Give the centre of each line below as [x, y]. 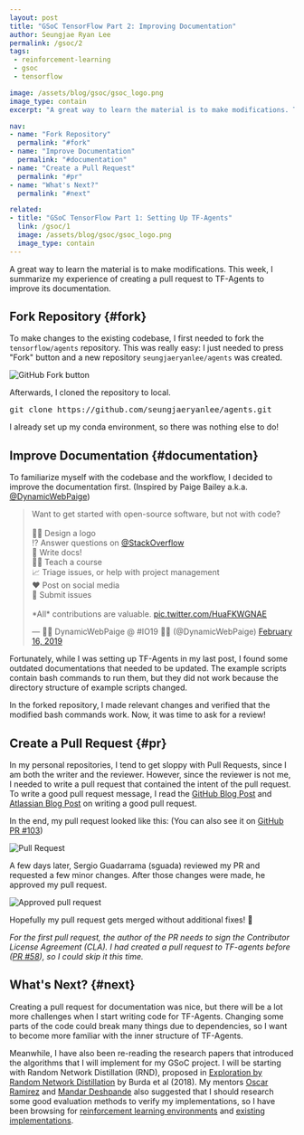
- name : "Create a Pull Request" [72, 168]
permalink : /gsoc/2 [46, 43]
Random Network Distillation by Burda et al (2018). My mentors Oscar [139, 1082]
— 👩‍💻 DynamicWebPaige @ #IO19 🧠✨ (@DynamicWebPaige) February [161, 632]
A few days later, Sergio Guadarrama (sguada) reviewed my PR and [135, 865]
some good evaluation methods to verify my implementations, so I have [142, 1101]
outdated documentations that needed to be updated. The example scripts [148, 668]
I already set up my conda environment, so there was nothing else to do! [144, 427]
